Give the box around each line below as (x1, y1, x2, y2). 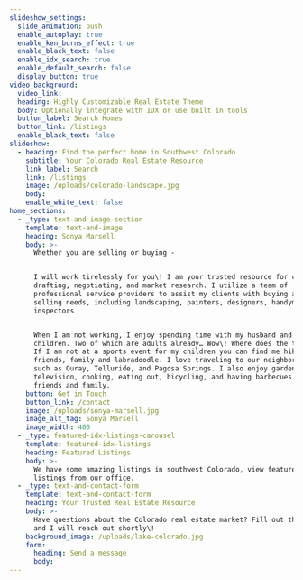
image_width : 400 (25, 423, 91, 432)
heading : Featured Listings (25, 448, 131, 457)
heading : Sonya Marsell (25, 231, 115, 240)
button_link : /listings (17, 123, 106, 132)
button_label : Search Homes (17, 114, 124, 123)
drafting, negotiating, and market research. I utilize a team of (32, 281, 289, 290)
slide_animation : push (17, 22, 103, 31)
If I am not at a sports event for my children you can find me (32, 347, 280, 357)
